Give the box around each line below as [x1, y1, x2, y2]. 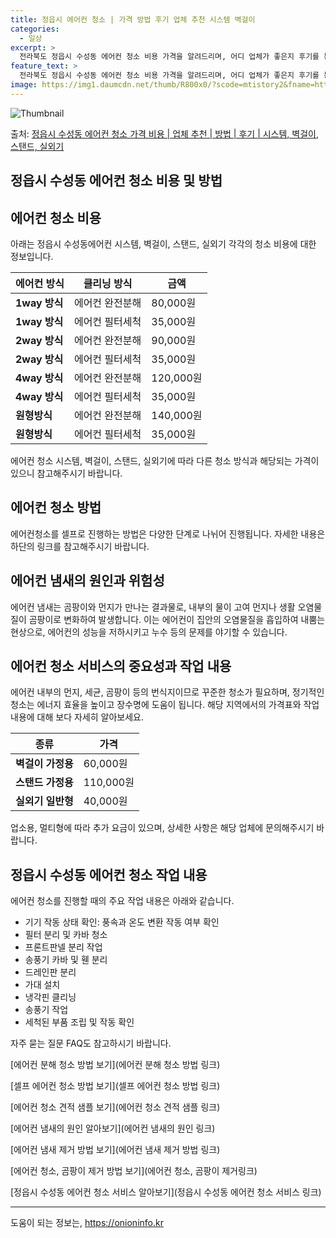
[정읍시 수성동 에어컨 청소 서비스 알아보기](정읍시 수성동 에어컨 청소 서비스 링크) [10, 1186, 322, 1198]
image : [10, 80, 38, 90]
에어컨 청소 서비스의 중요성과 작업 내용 [10, 657, 232, 675]
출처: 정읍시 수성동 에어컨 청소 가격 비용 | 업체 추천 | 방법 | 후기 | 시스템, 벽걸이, [10, 127, 320, 140]
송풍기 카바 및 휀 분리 [24, 954, 108, 966]
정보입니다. [10, 250, 54, 262]
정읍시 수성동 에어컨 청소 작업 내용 [10, 866, 208, 883]
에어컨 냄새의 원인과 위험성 [10, 572, 165, 590]
